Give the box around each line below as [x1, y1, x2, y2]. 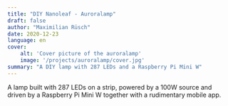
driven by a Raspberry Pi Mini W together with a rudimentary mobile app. [7, 90, 222, 99]
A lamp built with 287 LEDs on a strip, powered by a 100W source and [7, 83, 212, 91]
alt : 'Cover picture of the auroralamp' [20, 51, 142, 58]
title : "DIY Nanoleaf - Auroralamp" [7, 10, 116, 18]
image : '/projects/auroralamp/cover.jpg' [20, 57, 145, 64]
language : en [7, 37, 46, 44]
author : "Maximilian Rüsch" [7, 23, 91, 31]
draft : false [7, 17, 46, 24]
